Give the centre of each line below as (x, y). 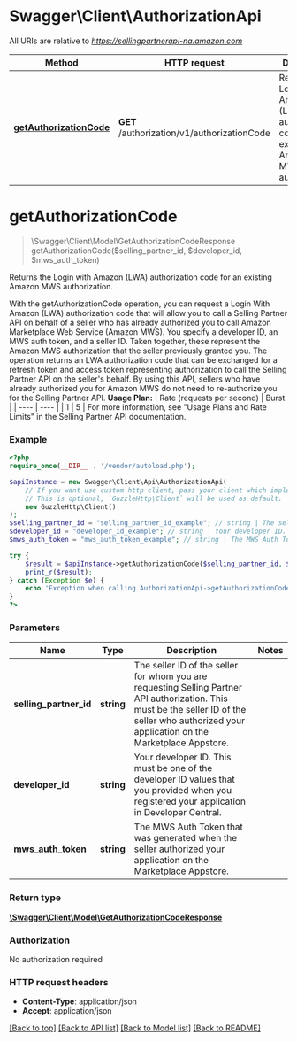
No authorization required (56, 959)
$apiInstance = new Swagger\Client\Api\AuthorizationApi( (118, 482)
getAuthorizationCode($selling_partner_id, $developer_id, (137, 251)
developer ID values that (185, 779)
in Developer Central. (178, 813)
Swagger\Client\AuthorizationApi (136, 16)
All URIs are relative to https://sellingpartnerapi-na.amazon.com (126, 41)
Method (61, 62)
